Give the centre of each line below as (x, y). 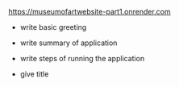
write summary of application (69, 43)
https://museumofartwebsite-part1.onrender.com (89, 12)
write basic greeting (53, 27)
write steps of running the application (82, 58)
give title (34, 74)
